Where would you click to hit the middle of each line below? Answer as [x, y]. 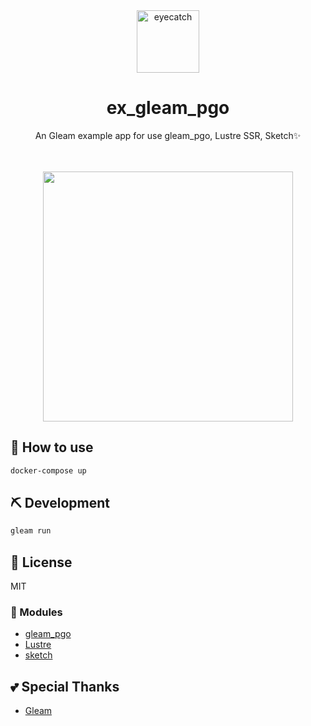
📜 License [41, 562]
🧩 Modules [36, 612]
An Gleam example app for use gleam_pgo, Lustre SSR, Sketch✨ [168, 135]
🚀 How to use [52, 447]
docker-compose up [48, 470]
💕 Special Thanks [65, 686]
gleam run [31, 531]
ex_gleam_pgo [168, 108]
